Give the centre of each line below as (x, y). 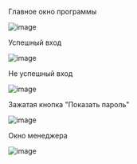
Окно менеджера (38, 136)
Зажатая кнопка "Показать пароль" (69, 104)
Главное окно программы (53, 12)
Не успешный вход (41, 74)
